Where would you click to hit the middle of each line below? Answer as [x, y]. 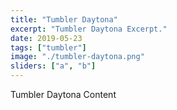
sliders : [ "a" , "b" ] [53, 66]
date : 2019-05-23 [46, 38]
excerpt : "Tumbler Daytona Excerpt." [89, 29]
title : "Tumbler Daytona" [64, 19]
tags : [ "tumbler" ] [48, 47]
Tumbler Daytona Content [63, 94]
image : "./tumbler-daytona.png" [77, 57]
